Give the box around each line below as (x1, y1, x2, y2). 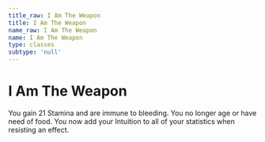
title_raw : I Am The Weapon (8, 11, 101, 20)
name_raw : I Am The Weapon (8, 26, 97, 34)
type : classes (8, 41, 55, 49)
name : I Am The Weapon (8, 33, 83, 42)
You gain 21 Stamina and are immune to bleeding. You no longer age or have (8, 108, 257, 118)
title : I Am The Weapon (8, 19, 87, 27)
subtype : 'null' (8, 48, 62, 56)
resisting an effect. (8, 125, 70, 134)
